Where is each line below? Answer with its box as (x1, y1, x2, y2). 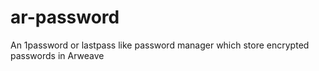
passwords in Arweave (10, 49, 105, 61)
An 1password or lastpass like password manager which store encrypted (10, 39, 310, 51)
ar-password (10, 6, 120, 29)
